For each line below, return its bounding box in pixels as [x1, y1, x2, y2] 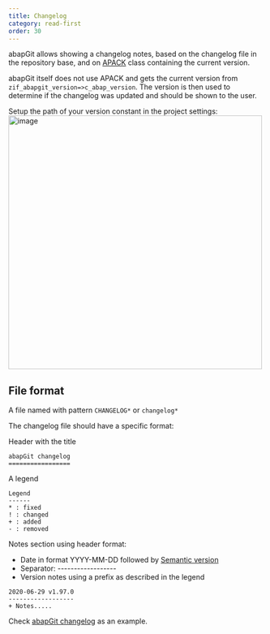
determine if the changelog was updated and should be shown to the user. [8, 91, 257, 101]
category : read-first [8, 19, 82, 28]
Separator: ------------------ [19, 563, 117, 573]
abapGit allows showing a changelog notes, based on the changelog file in [8, 50, 257, 59]
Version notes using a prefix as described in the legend [19, 572, 205, 582]
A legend [8, 474, 39, 484]
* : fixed [8, 504, 42, 512]
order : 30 [8, 27, 42, 35]
